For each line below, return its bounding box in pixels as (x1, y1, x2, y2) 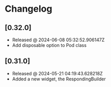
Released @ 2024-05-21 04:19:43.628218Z (12, 70, 103, 76)
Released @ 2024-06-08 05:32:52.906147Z (12, 37, 105, 43)
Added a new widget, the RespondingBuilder (12, 76, 106, 82)
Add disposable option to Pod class (12, 42, 87, 48)
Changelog (5, 3, 52, 15)
